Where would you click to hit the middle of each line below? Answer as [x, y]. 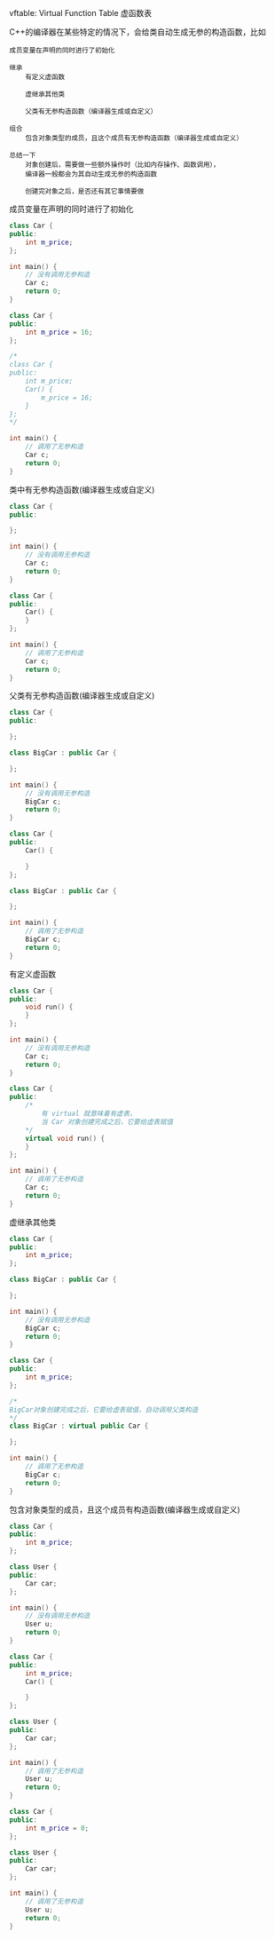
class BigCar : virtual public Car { [79, 1426]
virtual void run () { [65, 1138]
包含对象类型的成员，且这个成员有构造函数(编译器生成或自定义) [125, 1509]
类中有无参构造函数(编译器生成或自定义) [82, 489]
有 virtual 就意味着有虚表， [89, 1113]
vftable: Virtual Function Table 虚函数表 [81, 13]
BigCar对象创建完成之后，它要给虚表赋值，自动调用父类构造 [104, 1410]
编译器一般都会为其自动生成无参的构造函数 [91, 174]
